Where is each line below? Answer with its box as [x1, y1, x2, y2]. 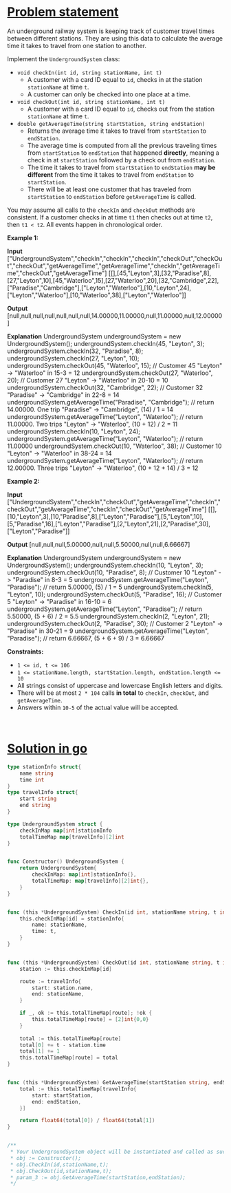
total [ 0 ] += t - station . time [19, 1042, 107, 1049]
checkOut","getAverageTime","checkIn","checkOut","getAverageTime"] [7, 505, 207, 513]
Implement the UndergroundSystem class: [7, 54, 120, 63]
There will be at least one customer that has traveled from [27, 185, 192, 193]
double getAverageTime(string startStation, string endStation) [16, 120, 206, 127]
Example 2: [7, 477, 40, 485]
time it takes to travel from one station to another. [7, 41, 146, 50]
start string [19, 795, 57, 802]
